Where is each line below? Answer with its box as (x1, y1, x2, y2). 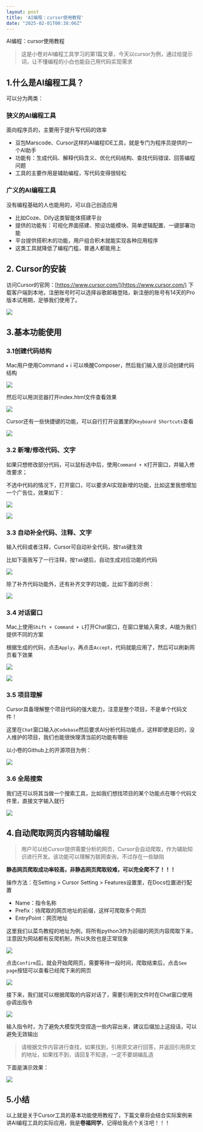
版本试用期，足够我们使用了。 (6, 296, 80, 303)
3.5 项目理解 (6, 691, 43, 699)
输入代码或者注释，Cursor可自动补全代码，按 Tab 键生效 (6, 543, 143, 550)
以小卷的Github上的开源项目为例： (6, 747, 92, 754)
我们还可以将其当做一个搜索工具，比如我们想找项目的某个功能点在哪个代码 (6, 789, 192, 797)
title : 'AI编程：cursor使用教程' (6, 15, 84, 21)
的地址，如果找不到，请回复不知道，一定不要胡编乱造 (21, 1051, 154, 1058)
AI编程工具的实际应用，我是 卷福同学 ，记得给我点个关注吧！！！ (11, 1119, 170, 1127)
